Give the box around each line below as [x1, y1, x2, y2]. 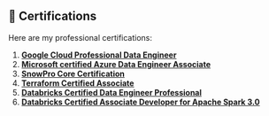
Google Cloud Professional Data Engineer [20, 50, 177, 60]
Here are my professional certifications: [8, 32, 152, 43]
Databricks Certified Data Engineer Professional [20, 87, 203, 97]
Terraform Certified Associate [20, 77, 134, 89]
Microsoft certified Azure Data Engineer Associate [20, 58, 211, 69]
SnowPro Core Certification [20, 68, 126, 79]
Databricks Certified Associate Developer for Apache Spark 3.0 [20, 97, 260, 107]
